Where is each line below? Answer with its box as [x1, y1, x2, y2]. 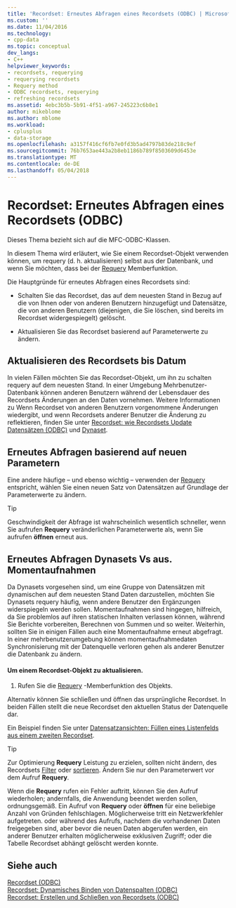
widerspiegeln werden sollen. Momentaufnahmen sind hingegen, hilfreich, [7, 605, 223, 613]
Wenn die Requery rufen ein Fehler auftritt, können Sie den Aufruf [7, 787, 198, 796]
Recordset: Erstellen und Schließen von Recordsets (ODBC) [7, 893, 180, 902]
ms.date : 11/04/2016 [7, 23, 68, 30]
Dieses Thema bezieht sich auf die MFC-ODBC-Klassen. [7, 235, 171, 244]
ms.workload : [7, 121, 46, 129]
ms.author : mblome [7, 114, 61, 121]
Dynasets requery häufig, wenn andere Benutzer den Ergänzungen [7, 598, 202, 606]
